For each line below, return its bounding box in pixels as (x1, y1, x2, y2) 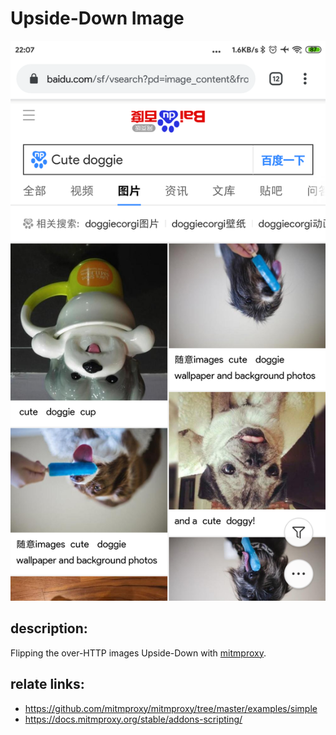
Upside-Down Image (10, 7, 185, 30)
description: (10, 620, 88, 637)
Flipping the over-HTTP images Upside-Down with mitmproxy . (10, 647, 267, 659)
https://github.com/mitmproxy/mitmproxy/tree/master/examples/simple (24, 702, 318, 714)
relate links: (10, 676, 85, 693)
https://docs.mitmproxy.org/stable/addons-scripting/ (24, 713, 243, 725)
